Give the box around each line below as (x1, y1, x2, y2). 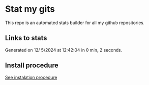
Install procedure (5, 61, 59, 70)
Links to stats (5, 34, 47, 42)
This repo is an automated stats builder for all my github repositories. (5, 20, 145, 26)
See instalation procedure (5, 74, 58, 80)
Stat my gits (5, 3, 55, 15)
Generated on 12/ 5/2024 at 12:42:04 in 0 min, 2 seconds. (5, 47, 122, 53)
